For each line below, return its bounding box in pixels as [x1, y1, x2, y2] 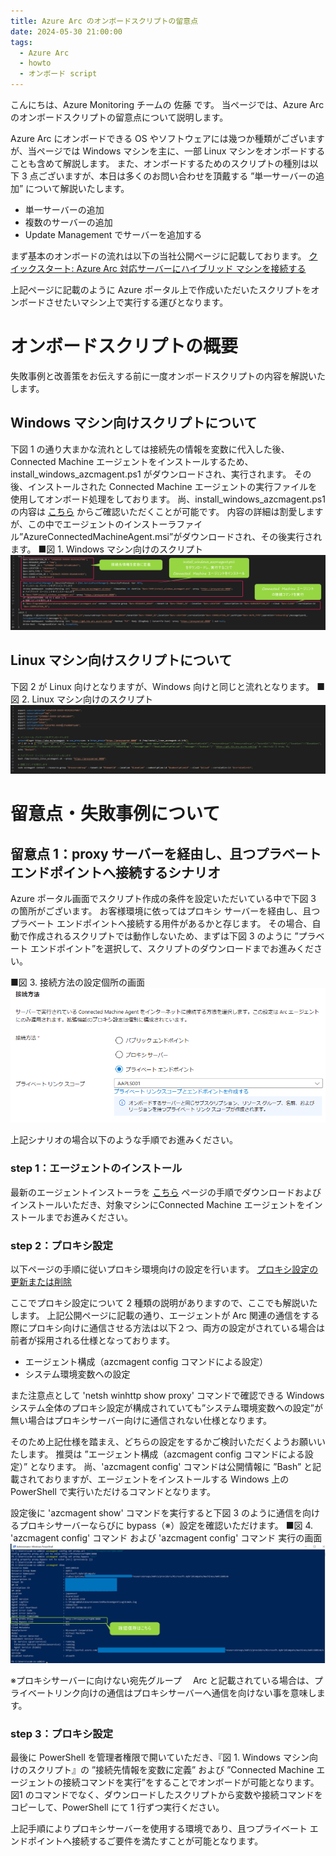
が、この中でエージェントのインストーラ [10, 518, 177, 530]
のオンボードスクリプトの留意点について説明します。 [10, 111, 229, 123]
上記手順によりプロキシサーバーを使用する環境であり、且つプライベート [10, 1823, 308, 1835]
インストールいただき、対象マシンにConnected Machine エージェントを [10, 1198, 306, 1210]
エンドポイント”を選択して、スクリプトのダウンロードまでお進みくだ [29, 943, 314, 954]
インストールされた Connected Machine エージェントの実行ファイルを [27, 480, 318, 492]
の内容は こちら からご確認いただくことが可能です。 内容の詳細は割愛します [10, 505, 324, 517]
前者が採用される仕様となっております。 [10, 1335, 176, 1347]
